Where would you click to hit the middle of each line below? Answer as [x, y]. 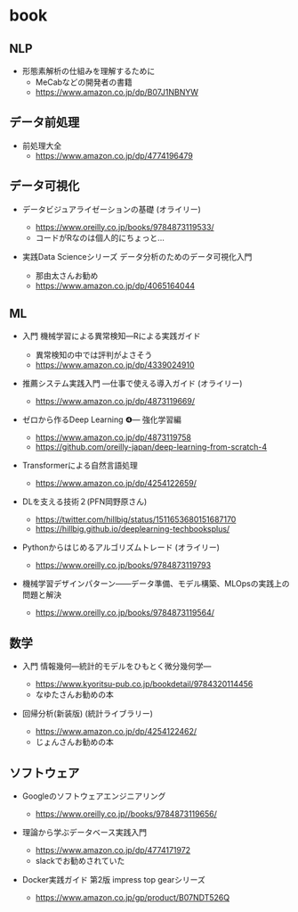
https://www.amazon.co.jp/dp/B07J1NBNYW [117, 92]
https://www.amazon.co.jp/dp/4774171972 [113, 850]
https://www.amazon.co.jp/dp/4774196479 [114, 155]
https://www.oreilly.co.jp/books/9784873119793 [123, 565]
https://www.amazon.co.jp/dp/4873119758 [113, 437]
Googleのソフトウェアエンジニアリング [94, 796]
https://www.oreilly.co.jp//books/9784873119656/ [126, 814]
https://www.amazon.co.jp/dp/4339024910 [115, 365]
